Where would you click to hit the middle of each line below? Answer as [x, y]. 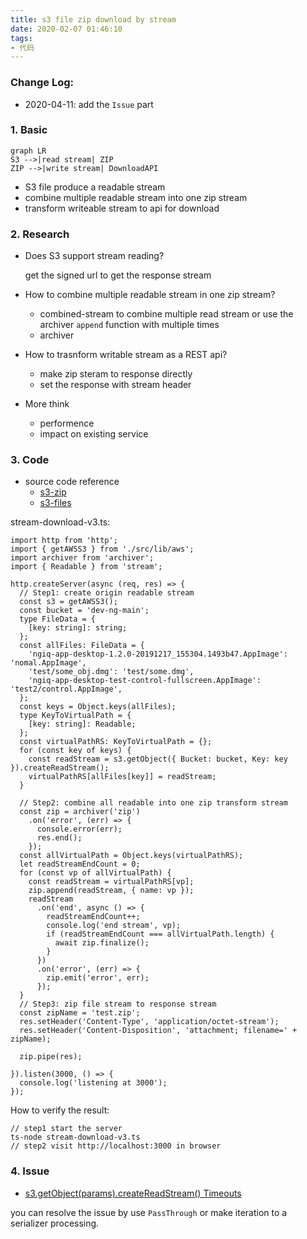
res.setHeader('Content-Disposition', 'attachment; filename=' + [158, 1031]
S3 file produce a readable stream [95, 187]
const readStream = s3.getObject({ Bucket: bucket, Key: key [158, 759]
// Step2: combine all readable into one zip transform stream [153, 803]
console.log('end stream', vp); [114, 926]
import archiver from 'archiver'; [82, 558]
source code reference [72, 482]
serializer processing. [55, 1223]
